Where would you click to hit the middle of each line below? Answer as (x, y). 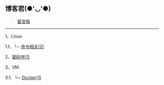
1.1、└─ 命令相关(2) (24, 46)
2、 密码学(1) (18, 57)
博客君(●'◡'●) (28, 9)
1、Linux (14, 36)
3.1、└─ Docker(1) (23, 77)
